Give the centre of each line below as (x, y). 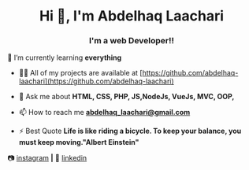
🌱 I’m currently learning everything (65, 57)
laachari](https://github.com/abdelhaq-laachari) (96, 81)
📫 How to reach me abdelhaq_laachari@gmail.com (104, 113)
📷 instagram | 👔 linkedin (47, 158)
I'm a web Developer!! (132, 41)
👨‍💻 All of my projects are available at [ (80, 73)
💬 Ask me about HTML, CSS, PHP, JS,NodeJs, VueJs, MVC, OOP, (126, 97)
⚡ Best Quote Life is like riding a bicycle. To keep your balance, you (130, 131)
